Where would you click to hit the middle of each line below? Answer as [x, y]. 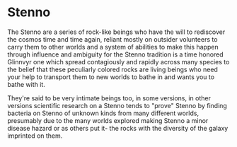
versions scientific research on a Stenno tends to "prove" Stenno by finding [117, 105]
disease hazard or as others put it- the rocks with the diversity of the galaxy [118, 128]
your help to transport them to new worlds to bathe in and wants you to [111, 77]
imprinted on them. [35, 136]
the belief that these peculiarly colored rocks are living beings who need [112, 69]
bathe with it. [27, 84]
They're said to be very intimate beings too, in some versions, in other [109, 98]
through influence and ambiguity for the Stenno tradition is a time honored [116, 54]
